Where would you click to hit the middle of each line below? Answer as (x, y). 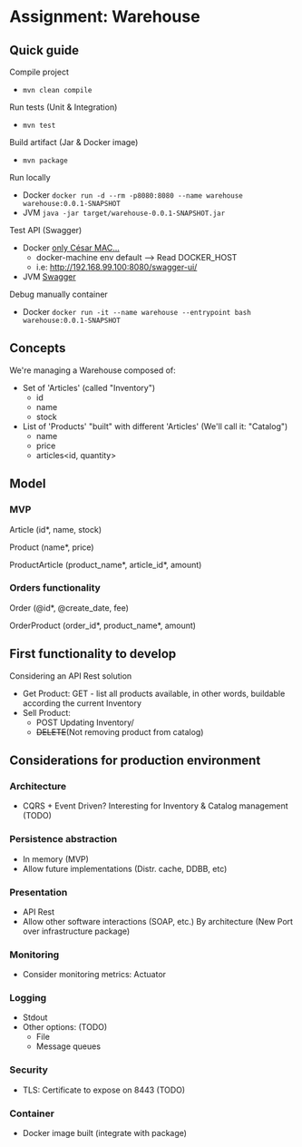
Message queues (68, 1046)
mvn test (39, 125)
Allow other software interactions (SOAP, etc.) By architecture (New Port (157, 921)
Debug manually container (59, 294)
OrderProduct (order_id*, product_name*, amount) (103, 625)
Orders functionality (55, 588)
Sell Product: (46, 712)
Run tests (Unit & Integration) (63, 107)
